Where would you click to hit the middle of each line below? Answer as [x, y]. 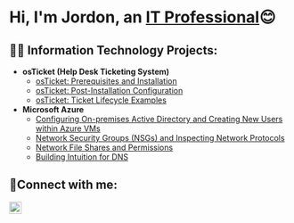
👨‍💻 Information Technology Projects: [114, 50]
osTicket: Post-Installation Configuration [109, 91]
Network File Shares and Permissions [104, 147]
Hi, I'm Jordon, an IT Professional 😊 [143, 17]
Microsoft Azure [53, 109]
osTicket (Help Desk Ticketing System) [96, 71]
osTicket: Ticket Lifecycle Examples [101, 100]
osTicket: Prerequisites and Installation [106, 81]
